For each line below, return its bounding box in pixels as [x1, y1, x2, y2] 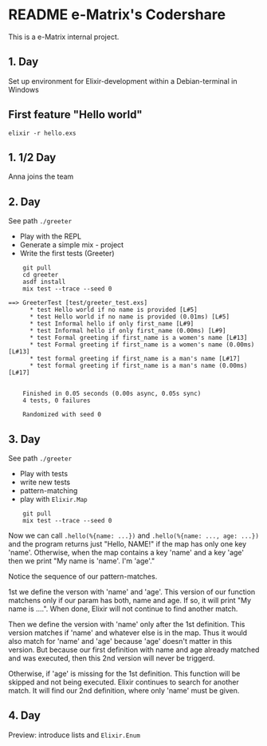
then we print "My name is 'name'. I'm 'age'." [8, 556, 155, 566]
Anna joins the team [8, 172, 74, 181]
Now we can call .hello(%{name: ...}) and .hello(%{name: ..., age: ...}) [8, 531, 259, 540]
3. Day [8, 432, 41, 446]
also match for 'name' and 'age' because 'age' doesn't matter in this [8, 637, 233, 645]
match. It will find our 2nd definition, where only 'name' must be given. [8, 686, 240, 695]
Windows [8, 85, 40, 94]
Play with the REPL [19, 231, 82, 241]
